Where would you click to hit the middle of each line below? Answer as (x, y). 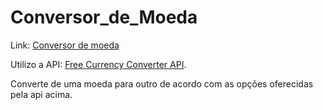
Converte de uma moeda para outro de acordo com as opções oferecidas (162, 83)
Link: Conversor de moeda (65, 45)
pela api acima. (41, 94)
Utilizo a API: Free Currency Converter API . (98, 64)
